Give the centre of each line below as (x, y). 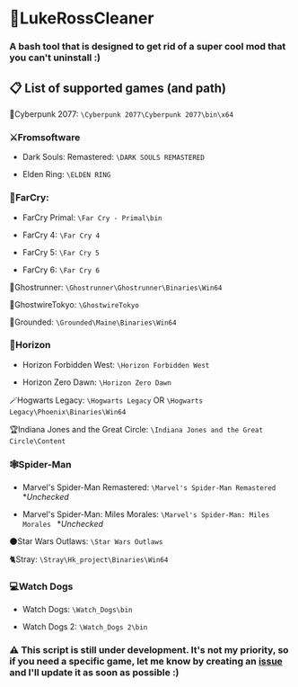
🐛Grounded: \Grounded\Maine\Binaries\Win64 (93, 322)
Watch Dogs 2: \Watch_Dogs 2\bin (85, 627)
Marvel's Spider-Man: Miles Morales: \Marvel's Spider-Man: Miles (146, 514)
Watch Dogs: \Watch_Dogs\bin (77, 610)
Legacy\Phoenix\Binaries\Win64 (68, 412)
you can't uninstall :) (55, 58)
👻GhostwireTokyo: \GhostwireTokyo (74, 304)
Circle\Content (38, 441)
